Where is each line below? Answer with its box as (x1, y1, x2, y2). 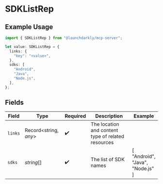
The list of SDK (90, 156, 125, 163)
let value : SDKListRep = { (5, 44, 60, 49)
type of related (90, 133, 125, 140)
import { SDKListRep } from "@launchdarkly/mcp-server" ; (5, 35, 123, 40)
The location (90, 121, 119, 128)
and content (90, 127, 118, 134)
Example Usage (5, 23, 53, 31)
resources (90, 139, 114, 146)
